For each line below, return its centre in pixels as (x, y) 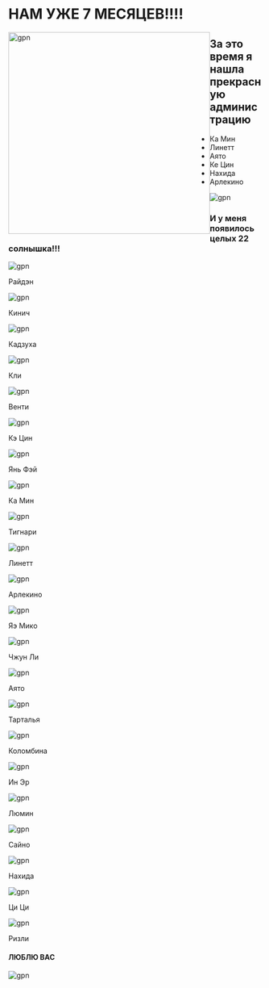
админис (234, 107)
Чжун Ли (23, 657)
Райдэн (21, 282)
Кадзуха (23, 345)
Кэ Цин (21, 438)
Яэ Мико (23, 626)
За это (227, 44)
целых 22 (230, 238)
